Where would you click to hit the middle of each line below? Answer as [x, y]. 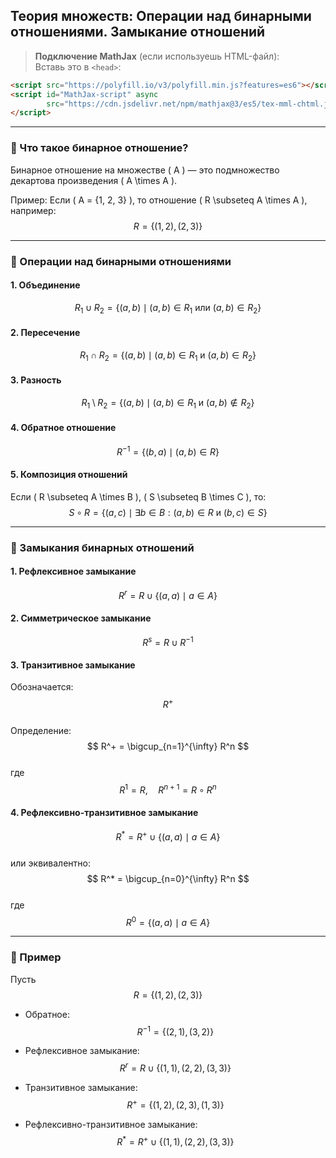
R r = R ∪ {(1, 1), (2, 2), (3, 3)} [175, 1067]
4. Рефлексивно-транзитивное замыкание [104, 813]
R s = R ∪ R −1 [168, 641]
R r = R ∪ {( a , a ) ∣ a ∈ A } [168, 594]
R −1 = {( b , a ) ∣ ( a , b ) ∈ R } [168, 451]
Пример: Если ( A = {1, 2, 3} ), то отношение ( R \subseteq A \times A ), [159, 200]
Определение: [41, 731]
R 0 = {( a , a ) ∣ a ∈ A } [168, 921]
